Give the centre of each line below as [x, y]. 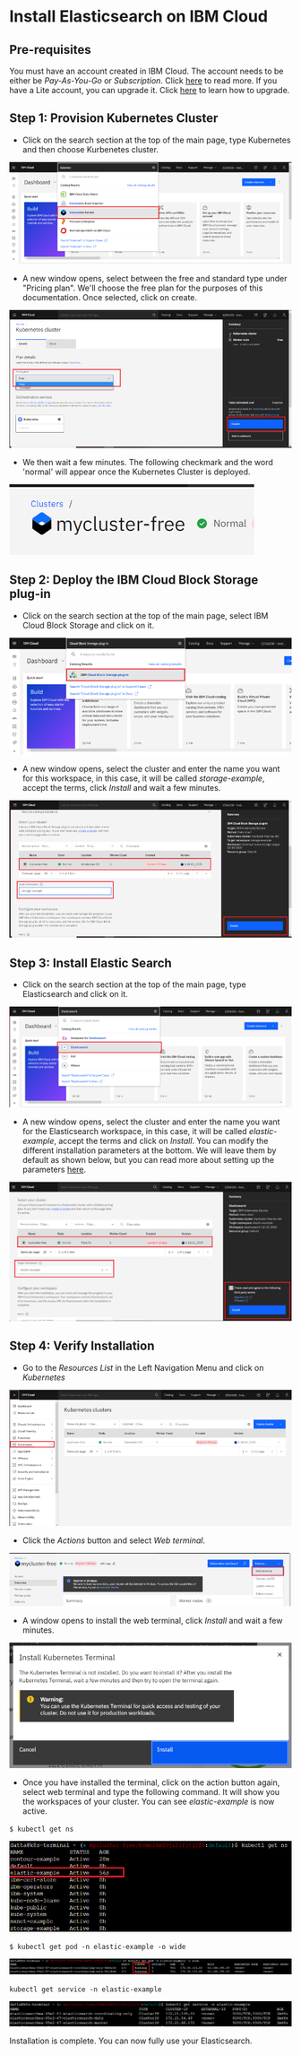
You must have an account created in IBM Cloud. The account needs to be [146, 71]
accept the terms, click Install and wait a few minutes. [121, 787]
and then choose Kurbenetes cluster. [90, 149]
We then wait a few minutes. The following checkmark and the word [147, 462]
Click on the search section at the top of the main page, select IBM [145, 615]
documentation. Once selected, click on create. [110, 297]
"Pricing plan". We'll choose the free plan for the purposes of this [142, 288]
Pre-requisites [50, 50]
